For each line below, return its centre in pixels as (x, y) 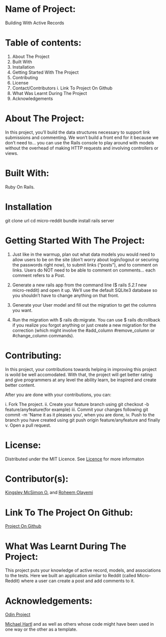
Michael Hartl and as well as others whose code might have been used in (80, 624)
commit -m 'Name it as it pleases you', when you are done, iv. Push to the (80, 414)
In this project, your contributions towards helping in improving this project (81, 369)
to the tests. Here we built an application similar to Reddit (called (71, 576)
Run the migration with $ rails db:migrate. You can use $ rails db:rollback (86, 319)
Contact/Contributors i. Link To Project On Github (62, 88)
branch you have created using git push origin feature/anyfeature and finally (83, 420)
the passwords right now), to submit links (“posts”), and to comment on (85, 265)
